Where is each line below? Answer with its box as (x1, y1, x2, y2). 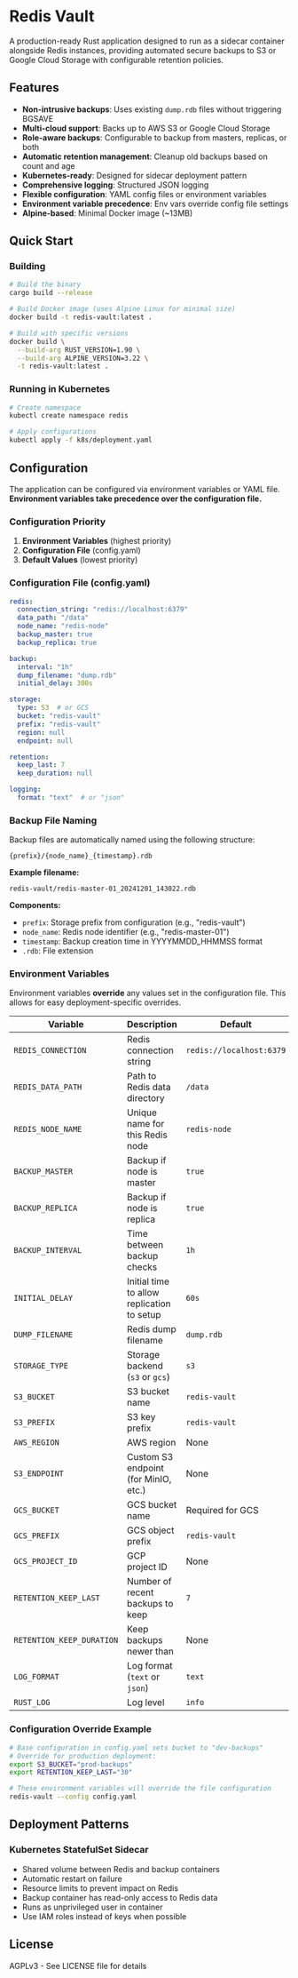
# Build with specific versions (9, 329, 129, 338)
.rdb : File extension (21, 945, 94, 956)
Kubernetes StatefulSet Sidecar (9, 1844, 149, 1856)
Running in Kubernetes (9, 383, 111, 395)
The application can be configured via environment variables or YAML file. (9, 483, 281, 494)
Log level (127, 1696, 165, 1709)
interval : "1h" (17, 662, 74, 672)
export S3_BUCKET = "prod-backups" (9, 1759, 133, 1769)
